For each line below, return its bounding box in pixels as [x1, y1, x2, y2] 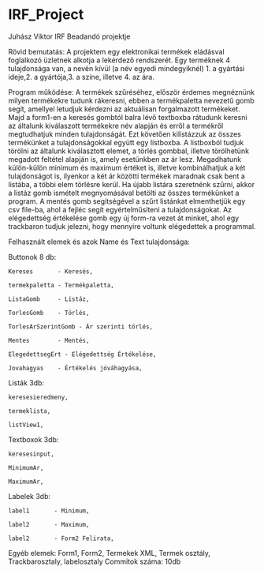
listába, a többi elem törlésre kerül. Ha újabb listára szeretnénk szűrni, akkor [8, 179, 255, 189]
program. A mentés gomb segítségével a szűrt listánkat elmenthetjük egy [8, 196, 246, 206]
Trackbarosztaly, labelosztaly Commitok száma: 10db [8, 557, 181, 566]
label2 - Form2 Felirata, [8, 535, 114, 542]
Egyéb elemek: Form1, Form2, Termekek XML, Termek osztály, [8, 548, 211, 557]
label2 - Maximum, [8, 520, 90, 528]
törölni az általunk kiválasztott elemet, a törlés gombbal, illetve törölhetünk [8, 146, 250, 156]
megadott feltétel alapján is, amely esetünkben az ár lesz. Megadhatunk [8, 154, 242, 163]
